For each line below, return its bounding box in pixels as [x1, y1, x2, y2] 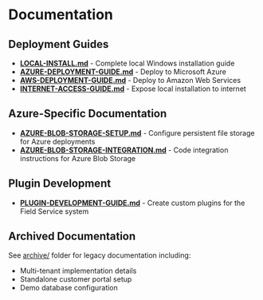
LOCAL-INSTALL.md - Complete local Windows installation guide [19, 58, 235, 68]
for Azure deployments [19, 136, 96, 146]
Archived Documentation [8, 230, 136, 243]
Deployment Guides [8, 37, 109, 51]
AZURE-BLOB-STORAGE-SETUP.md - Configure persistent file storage [19, 128, 255, 137]
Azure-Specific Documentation [8, 107, 167, 120]
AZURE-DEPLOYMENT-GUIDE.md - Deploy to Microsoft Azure [19, 67, 227, 77]
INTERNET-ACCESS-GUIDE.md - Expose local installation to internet [19, 84, 247, 93]
